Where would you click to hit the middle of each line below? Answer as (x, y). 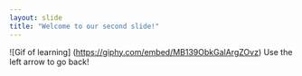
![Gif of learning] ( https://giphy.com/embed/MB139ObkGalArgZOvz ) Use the (151, 52)
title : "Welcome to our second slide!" (85, 26)
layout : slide (36, 18)
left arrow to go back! (49, 62)
